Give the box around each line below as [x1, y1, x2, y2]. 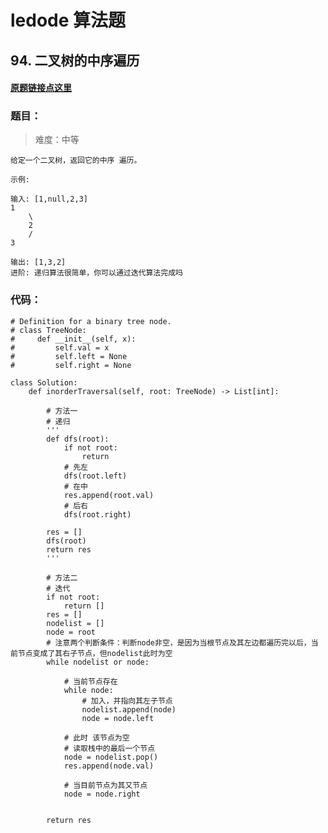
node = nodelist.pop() [63, 752, 159, 762]
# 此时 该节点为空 [63, 732, 130, 743]
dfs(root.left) [63, 471, 128, 481]
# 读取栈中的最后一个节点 [63, 743, 156, 753]
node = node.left [81, 713, 155, 723]
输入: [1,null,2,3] [10, 194, 89, 205]
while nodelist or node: [46, 657, 150, 667]
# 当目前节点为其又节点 [63, 780, 148, 790]
